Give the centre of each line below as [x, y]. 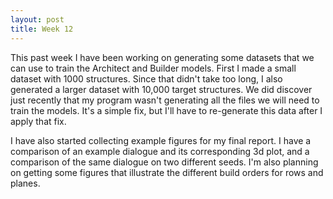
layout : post [37, 19]
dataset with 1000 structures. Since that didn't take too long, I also [146, 78]
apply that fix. [38, 121]
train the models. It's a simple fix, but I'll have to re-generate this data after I [166, 110]
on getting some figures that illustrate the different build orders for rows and [167, 172]
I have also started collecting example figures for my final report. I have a [161, 140]
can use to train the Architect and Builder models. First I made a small [153, 68]
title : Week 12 [42, 29]
